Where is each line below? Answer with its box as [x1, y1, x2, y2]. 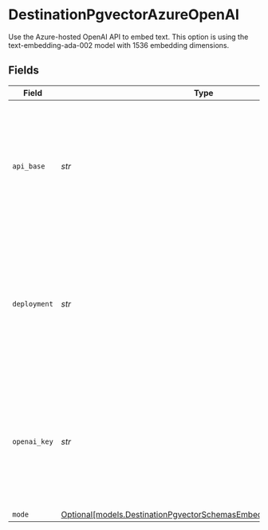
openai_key [12, 437, 53, 446]
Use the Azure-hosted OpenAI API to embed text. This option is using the [8, 32, 249, 42]
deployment [12, 299, 53, 308]
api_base [12, 161, 45, 171]
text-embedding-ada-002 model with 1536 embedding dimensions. [8, 40, 230, 49]
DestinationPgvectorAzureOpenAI [8, 6, 239, 24]
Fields [8, 64, 40, 77]
